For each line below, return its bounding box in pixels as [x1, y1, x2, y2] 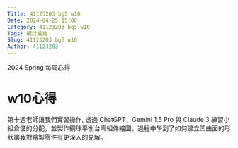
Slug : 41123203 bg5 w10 [7, 37, 78, 44]
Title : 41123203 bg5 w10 [7, 10, 81, 18]
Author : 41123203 [7, 43, 59, 50]
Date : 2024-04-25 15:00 [7, 17, 78, 24]
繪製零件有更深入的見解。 [31, 132, 107, 141]
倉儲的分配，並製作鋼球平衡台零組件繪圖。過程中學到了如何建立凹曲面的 [13, 124, 225, 132]
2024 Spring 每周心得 [7, 63, 71, 71]
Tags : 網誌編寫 [7, 30, 48, 37]
